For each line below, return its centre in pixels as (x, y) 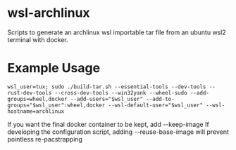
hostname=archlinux (36, 111)
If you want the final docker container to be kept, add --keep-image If (108, 124)
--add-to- (160, 99)
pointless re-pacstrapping (45, 139)
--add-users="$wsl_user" (106, 99)
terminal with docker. (38, 39)
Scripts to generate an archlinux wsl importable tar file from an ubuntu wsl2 (117, 32)
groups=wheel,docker (38, 99)
